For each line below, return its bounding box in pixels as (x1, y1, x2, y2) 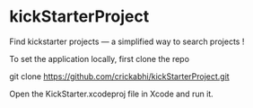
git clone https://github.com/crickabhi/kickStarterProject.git (9, 70, 231, 82)
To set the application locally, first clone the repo (9, 53, 190, 64)
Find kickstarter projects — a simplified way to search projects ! (9, 36, 245, 47)
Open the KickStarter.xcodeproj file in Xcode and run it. (9, 88, 214, 99)
